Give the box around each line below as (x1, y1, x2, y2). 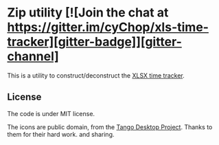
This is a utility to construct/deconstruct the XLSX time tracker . (7, 71, 185, 80)
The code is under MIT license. (7, 109, 95, 118)
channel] (7, 49, 60, 65)
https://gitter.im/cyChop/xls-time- (7, 19, 209, 35)
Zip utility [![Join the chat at (7, 5, 169, 21)
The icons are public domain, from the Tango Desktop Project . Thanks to (7, 122, 213, 131)
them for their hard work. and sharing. (7, 130, 115, 138)
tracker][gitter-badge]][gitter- (7, 34, 182, 49)
